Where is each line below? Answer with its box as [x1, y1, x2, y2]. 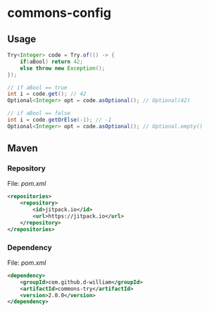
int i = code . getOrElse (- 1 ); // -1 [7, 116, 112, 123]
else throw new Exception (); [20, 65, 106, 72]
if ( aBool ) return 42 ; [20, 58, 83, 65]
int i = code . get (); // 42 [7, 90, 87, 98]
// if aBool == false [7, 110, 71, 117]
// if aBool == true [7, 84, 68, 91]
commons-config [7, 5, 111, 21]
